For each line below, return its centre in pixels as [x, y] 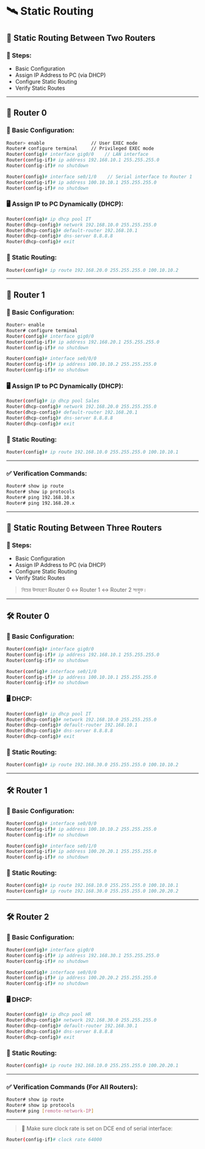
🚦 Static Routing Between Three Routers [84, 528]
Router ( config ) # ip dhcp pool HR [49, 1015]
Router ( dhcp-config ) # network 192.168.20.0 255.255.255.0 [81, 407]
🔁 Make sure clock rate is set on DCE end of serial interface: [97, 1128]
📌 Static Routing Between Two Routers [81, 38]
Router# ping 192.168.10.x [41, 497]
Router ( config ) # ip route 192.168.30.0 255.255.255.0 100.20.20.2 [92, 891]
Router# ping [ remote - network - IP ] [50, 1111]
